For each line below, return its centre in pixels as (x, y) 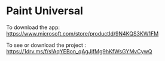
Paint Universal (45, 11)
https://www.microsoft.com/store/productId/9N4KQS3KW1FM (82, 33)
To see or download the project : (46, 45)
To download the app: (33, 27)
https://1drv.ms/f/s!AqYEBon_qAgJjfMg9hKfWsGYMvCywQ (79, 51)
